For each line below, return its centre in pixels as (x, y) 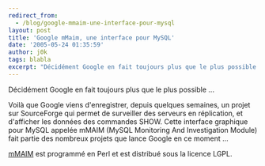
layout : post (30, 30)
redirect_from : (33, 15)
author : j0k (28, 52)
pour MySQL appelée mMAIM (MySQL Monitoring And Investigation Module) (133, 130)
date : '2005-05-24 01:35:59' (56, 45)
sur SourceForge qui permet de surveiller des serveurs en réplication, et (126, 113)
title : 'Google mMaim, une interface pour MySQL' (92, 38)
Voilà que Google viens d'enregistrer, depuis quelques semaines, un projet (129, 104)
